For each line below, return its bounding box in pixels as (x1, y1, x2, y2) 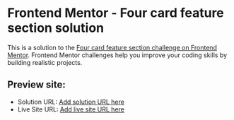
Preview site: (7, 79, 66, 91)
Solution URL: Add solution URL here (17, 97, 125, 106)
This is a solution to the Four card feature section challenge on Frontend (7, 43, 218, 52)
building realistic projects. (7, 58, 83, 66)
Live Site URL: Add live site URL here (17, 104, 125, 114)
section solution (7, 20, 105, 36)
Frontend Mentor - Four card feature (7, 5, 224, 21)
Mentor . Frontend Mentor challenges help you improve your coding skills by (7, 51, 228, 59)
